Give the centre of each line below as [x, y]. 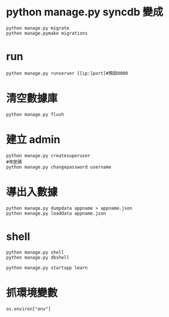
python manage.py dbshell [38, 257]
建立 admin [33, 139]
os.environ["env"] [28, 309]
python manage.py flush [35, 114]
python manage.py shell [35, 252]
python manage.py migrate [38, 28]
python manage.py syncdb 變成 [84, 12]
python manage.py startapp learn [47, 268]
